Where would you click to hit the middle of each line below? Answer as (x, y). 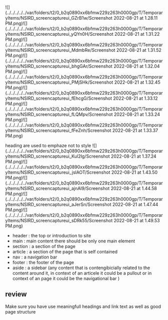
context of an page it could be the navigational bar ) (66, 278)
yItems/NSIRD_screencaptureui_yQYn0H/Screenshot (59, 34)
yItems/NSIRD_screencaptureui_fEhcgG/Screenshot (59, 98)
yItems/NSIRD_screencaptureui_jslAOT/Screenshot (58, 172)
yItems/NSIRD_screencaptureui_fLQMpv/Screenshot (59, 114)
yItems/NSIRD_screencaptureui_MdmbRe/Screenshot (60, 50)
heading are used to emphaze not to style (48, 145)
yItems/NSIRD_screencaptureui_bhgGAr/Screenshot (59, 66)
